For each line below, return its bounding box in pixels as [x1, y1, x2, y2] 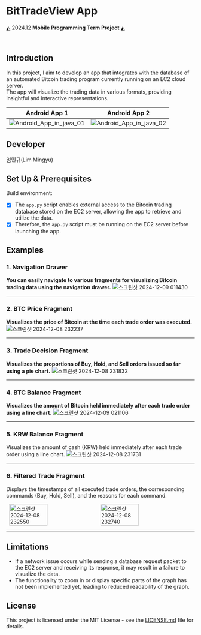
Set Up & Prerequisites [6, 173, 92, 184]
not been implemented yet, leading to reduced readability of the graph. [14, 583, 190, 591]
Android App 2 [107, 109, 150, 117]
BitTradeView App [6, 4, 98, 18]
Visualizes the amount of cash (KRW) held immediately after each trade [6, 444, 182, 451]
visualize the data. [14, 570, 60, 577]
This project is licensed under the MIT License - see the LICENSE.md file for [6, 616, 194, 624]
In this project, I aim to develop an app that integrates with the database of [6, 69, 190, 76]
